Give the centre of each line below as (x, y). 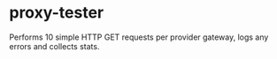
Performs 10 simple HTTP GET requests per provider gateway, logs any (139, 37)
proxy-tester (57, 13)
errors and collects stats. (54, 46)
